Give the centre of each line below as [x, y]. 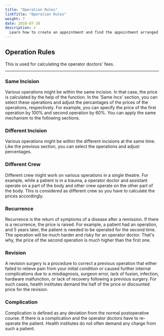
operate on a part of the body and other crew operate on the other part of [79, 185]
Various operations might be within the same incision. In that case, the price [81, 92]
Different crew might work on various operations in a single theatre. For [77, 175]
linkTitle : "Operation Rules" [36, 14]
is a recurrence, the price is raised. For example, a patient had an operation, [81, 224]
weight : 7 [15, 19]
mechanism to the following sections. [42, 118]
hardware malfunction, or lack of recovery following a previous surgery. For [81, 279]
